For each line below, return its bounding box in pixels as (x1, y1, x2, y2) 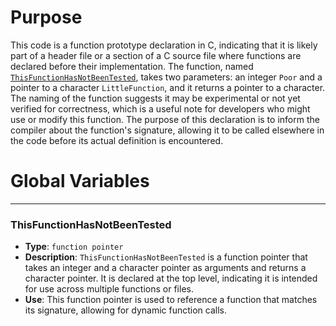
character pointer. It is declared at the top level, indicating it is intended (24, 272, 318, 285)
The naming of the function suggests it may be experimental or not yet (10, 92, 301, 104)
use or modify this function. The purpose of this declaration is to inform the (10, 113, 320, 125)
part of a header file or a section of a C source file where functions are (10, 49, 302, 61)
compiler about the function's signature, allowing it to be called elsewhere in (10, 124, 325, 136)
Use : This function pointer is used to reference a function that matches (24, 294, 318, 306)
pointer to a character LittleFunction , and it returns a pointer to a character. (10, 81, 326, 93)
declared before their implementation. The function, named (10, 60, 254, 72)
